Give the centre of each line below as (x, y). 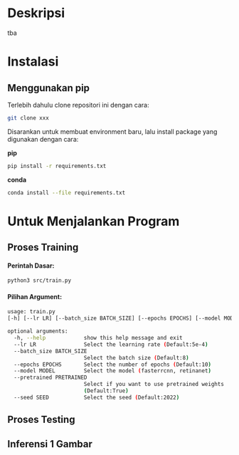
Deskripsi (36, 13)
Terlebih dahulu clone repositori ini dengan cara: (78, 105)
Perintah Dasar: (31, 266)
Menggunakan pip (49, 88)
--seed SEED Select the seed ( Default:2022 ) (97, 397)
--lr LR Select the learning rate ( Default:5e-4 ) (111, 344)
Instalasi (33, 62)
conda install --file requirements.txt (67, 193)
